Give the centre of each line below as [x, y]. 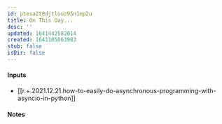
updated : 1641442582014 [42, 33]
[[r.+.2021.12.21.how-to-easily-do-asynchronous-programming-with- [117, 91]
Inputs [17, 75]
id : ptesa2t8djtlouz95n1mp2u [50, 14]
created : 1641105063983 [42, 40]
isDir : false [26, 53]
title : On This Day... [40, 20]
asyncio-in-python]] [46, 98]
